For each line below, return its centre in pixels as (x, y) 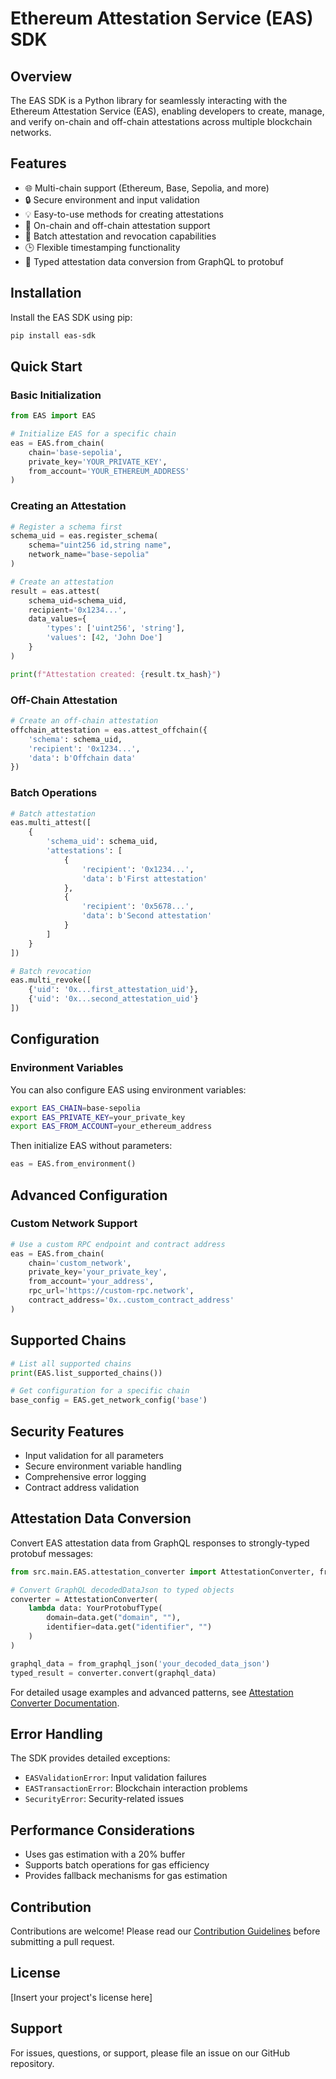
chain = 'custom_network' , (80, 1263)
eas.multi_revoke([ (51, 980)
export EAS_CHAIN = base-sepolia (75, 1108)
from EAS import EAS (53, 416)
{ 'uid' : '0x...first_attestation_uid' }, (113, 990)
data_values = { (57, 619)
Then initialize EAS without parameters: (91, 1146)
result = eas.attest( (55, 591)
